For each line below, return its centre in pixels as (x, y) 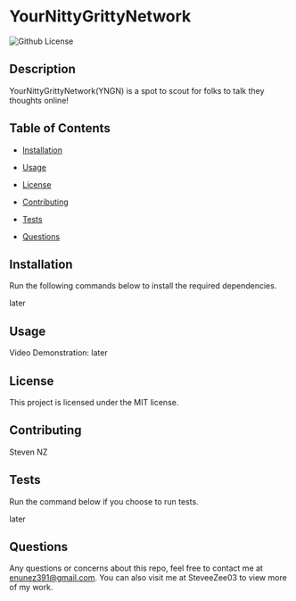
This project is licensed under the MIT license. (94, 402)
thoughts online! (39, 100)
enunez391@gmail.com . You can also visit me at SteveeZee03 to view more (148, 578)
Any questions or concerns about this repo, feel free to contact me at (136, 568)
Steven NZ (29, 452)
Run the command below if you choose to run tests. (104, 501)
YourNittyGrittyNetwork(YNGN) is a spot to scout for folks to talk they (137, 90)
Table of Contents (60, 128)
